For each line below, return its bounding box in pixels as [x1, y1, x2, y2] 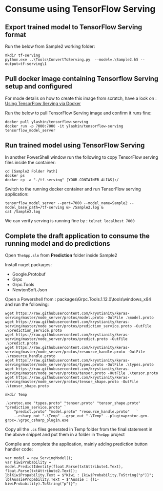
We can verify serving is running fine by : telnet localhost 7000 [5, 217, 135, 223]
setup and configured [5, 82, 72, 91]
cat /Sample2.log [5, 209, 41, 214]
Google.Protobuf [12, 271, 46, 277]
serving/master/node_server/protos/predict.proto [5, 337, 108, 342]
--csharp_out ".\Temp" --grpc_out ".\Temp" [14, 414, 104, 419]
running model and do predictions [5, 239, 110, 248]
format [5, 30, 26, 39]
